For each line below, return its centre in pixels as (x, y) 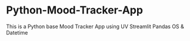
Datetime (17, 32)
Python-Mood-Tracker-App (74, 10)
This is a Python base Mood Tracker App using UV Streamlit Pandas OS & (95, 26)
